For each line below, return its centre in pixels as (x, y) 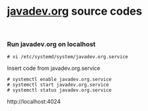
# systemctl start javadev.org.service (58, 85)
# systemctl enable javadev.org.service (60, 80)
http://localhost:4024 (34, 102)
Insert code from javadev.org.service (54, 68)
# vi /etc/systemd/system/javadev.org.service (68, 57)
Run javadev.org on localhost (51, 44)
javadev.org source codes (75, 11)
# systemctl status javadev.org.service (60, 90)
